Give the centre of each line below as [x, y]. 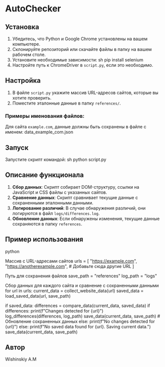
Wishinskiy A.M [21, 359]
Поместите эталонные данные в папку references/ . [66, 103]
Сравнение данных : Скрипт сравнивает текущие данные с [75, 197]
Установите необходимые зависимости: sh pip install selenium [78, 60]
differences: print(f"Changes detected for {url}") [54, 311]
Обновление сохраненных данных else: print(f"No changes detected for [80, 321]
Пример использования [44, 239]
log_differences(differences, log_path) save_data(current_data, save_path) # [83, 316]
